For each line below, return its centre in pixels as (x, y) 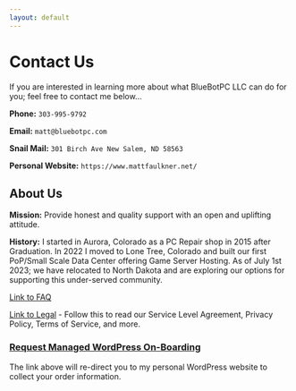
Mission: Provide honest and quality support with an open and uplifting (140, 215)
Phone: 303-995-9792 (48, 114)
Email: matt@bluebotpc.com (58, 131)
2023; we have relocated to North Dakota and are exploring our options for (147, 270)
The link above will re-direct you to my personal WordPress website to (139, 367)
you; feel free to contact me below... (76, 96)
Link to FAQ (30, 297)
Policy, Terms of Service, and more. (75, 324)
